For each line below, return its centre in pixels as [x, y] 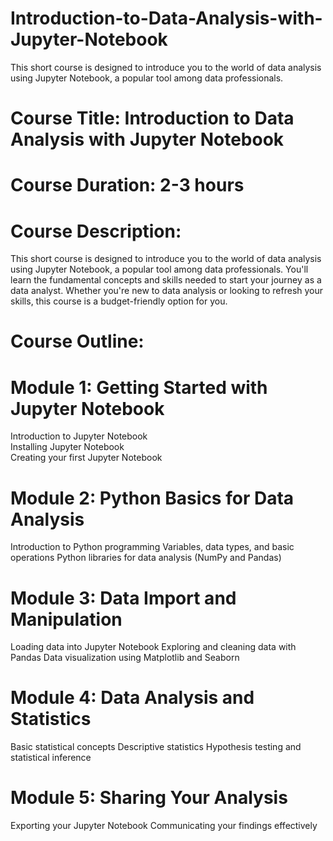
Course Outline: [77, 341]
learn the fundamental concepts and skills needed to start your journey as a [166, 280]
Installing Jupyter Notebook [67, 447]
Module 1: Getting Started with [139, 387]
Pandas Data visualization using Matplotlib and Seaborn [125, 658]
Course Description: [96, 231]
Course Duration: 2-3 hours [127, 185]
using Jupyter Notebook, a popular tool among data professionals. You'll [159, 269]
